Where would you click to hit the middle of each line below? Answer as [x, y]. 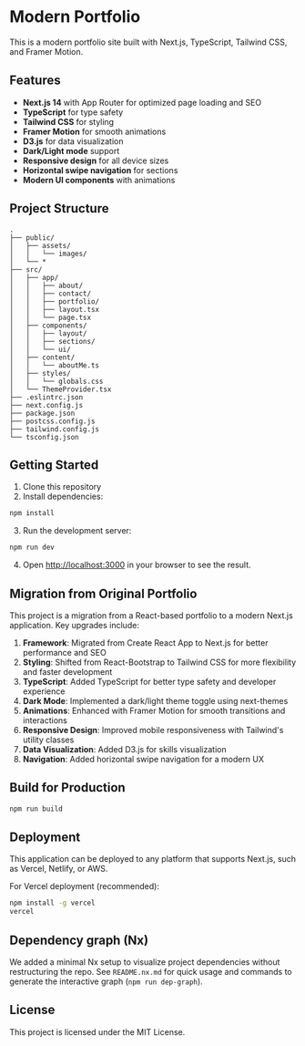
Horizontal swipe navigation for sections [100, 170]
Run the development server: [77, 531]
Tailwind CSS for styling [68, 121]
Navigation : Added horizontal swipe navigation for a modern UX [143, 759]
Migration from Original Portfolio [103, 593]
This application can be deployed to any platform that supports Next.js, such [153, 859]
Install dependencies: [63, 497]
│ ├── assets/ [40, 245]
